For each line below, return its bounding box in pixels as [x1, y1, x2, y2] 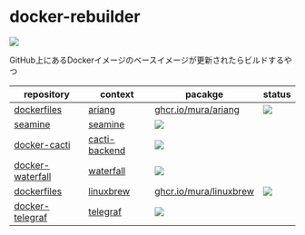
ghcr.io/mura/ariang [153, 103, 241, 115]
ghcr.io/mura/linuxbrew [153, 184, 255, 197]
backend [88, 143, 126, 156]
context [99, 88, 134, 101]
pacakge [184, 88, 224, 101]
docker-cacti [14, 138, 71, 151]
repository [24, 88, 70, 101]
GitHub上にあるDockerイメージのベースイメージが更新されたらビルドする [9, 54, 284, 65]
